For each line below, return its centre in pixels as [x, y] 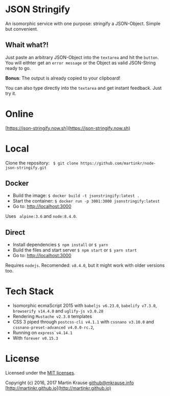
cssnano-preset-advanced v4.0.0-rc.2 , [53, 327]
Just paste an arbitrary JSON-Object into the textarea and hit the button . [82, 57]
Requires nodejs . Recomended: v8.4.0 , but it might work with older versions [85, 265]
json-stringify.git [26, 168]
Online [20, 114]
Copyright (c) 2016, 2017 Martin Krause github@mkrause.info [70, 383]
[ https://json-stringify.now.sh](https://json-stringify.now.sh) [68, 128]
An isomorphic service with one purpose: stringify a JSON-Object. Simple [83, 23]
